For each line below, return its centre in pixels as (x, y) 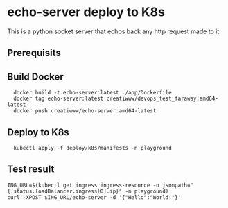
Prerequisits (34, 53)
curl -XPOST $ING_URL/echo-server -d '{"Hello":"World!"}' (94, 197)
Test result (31, 170)
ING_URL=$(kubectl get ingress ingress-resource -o (83, 185)
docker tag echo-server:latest (59, 99)
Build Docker (35, 77)
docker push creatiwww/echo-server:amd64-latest (85, 111)
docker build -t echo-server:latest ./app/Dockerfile (93, 93)
